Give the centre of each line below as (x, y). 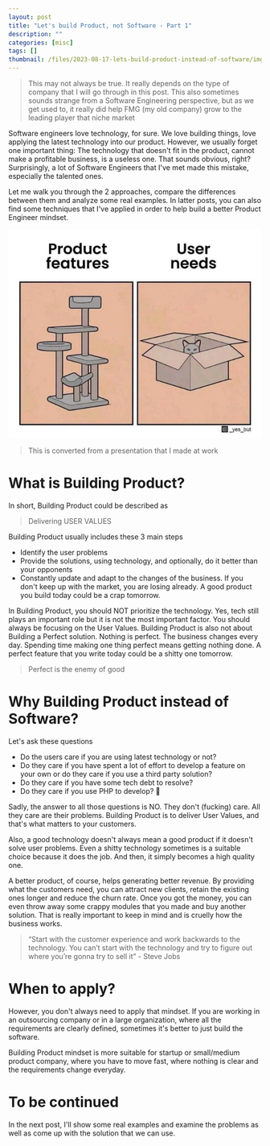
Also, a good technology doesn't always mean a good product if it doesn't (131, 839)
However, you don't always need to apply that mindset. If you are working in (134, 1011)
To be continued (63, 1102)
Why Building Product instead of (119, 702)
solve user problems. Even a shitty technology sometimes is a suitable (125, 848)
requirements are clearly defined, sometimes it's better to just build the (126, 1028)
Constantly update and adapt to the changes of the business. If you (131, 578)
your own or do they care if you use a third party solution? (116, 774)
